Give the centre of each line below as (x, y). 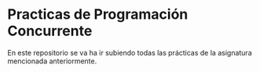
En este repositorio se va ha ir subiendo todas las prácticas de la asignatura (130, 52)
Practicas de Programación (98, 14)
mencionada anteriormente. (52, 61)
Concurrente (50, 31)
